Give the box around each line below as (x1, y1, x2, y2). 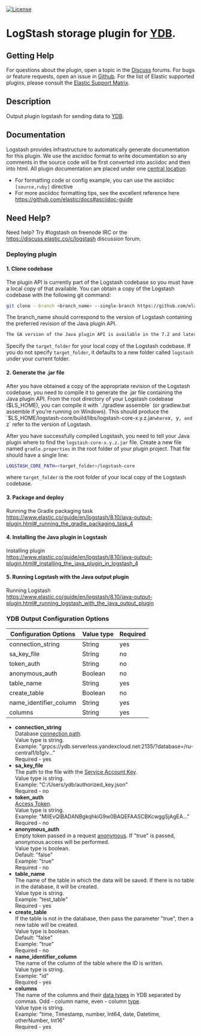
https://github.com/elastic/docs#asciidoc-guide (14, 196, 133, 203)
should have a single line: (6, 451, 69, 458)
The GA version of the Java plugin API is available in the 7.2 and (6, 332, 181, 338)
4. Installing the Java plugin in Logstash (6, 534, 107, 541)
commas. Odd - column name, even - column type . (14, 998, 141, 1005)
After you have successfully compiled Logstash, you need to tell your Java (6, 432, 190, 439)
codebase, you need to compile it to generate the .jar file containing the (6, 389, 182, 396)
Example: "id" (14, 972, 49, 980)
